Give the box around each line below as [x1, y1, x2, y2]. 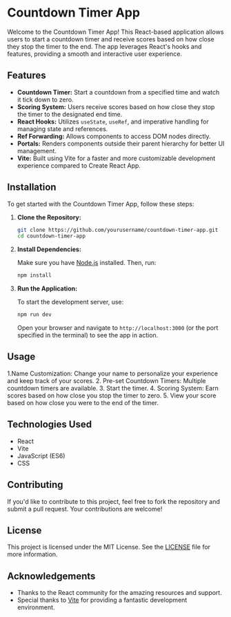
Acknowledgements [7, 570, 96, 582]
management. [17, 146, 57, 155]
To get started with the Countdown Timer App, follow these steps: [7, 199, 194, 208]
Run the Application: [17, 284, 78, 293]
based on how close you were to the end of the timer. [7, 398, 159, 407]
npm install [17, 272, 52, 279]
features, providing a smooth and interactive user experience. [7, 50, 183, 58]
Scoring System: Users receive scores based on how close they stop [17, 102, 215, 111]
